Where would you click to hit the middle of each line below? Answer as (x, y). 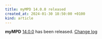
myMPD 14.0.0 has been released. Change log (51, 32)
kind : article (19, 18)
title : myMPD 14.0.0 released (36, 9)
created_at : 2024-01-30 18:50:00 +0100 (45, 14)
